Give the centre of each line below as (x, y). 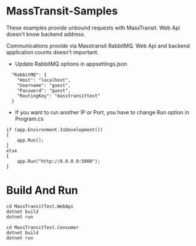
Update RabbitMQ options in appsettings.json (71, 64)
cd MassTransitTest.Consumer (43, 227)
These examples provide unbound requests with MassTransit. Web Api (93, 28)
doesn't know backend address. (46, 34)
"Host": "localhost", (44, 80)
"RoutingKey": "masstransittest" (59, 96)
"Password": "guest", (44, 91)
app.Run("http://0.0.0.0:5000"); (59, 161)
